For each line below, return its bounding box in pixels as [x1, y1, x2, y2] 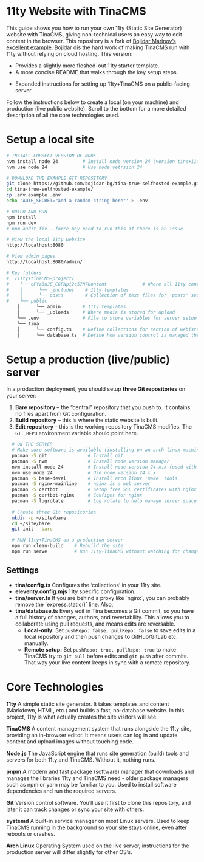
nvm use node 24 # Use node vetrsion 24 [6, 164, 143, 170]
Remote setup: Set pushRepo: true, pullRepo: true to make [24, 646, 177, 653]
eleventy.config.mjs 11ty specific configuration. [15, 588, 136, 595]
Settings [6, 565, 39, 576]
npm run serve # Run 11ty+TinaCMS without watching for [12, 548, 181, 554]
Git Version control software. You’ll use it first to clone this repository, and [6, 799, 191, 806]
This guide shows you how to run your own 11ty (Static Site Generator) [6, 24, 182, 32]
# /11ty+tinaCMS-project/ [6, 275, 75, 281]
